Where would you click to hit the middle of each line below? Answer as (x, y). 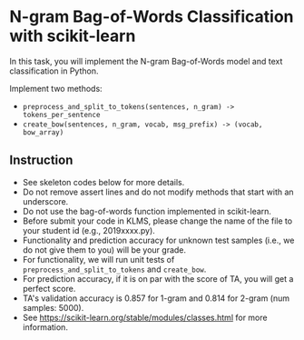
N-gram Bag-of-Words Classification (152, 17)
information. (45, 327)
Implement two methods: (56, 88)
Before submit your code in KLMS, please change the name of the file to (157, 221)
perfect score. (49, 288)
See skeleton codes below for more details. (103, 182)
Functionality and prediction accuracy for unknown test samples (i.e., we (158, 240)
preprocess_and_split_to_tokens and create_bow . (114, 269)
